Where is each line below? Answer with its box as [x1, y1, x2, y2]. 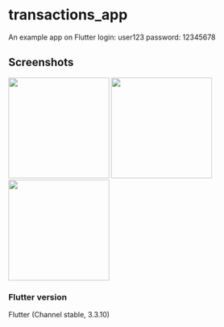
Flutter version [8, 292, 67, 303]
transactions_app [8, 6, 128, 24]
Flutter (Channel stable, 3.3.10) [8, 310, 110, 320]
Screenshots [8, 56, 74, 69]
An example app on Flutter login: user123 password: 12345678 [8, 32, 216, 42]
